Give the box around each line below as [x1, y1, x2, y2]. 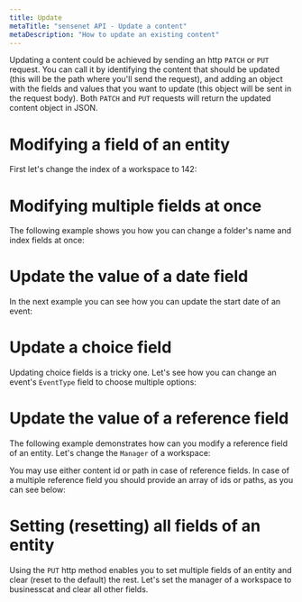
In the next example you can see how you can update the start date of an [9, 296, 281, 307]
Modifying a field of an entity [9, 134, 231, 154]
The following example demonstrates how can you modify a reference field [9, 438, 288, 449]
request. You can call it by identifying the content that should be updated [9, 64, 280, 75]
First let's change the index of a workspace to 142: [9, 164, 197, 175]
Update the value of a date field [9, 267, 249, 287]
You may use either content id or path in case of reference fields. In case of [9, 465, 290, 476]
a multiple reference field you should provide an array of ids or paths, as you [9, 475, 294, 486]
